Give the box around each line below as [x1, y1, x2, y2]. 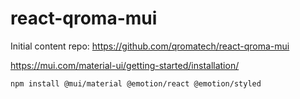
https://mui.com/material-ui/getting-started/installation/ [10, 59, 240, 71]
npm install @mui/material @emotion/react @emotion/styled [10, 78, 262, 89]
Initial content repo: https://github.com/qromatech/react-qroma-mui [10, 40, 290, 52]
